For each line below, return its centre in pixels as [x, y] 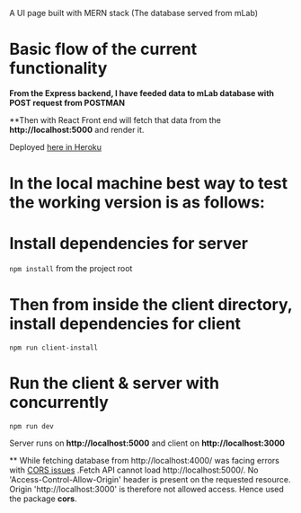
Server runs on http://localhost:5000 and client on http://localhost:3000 [147, 443]
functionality [58, 69]
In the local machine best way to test [149, 184]
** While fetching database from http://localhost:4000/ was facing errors [145, 460]
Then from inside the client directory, [151, 305]
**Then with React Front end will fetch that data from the [115, 119]
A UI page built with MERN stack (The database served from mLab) [134, 13]
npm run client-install [54, 348]
